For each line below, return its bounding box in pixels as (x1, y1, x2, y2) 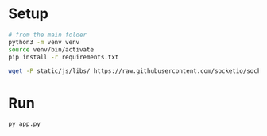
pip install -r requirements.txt (8, 53, 119, 61)
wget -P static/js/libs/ (8, 67, 91, 75)
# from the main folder (8, 31, 87, 39)
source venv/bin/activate (8, 45, 94, 54)
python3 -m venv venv (8, 38, 80, 46)
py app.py (8, 120, 41, 128)
